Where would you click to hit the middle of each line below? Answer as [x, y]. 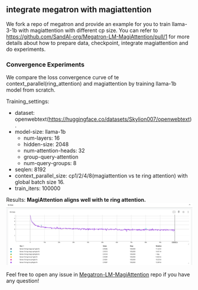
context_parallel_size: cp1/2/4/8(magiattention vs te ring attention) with [101, 176]
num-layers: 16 [42, 138]
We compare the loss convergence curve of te [63, 78]
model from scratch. [31, 90]
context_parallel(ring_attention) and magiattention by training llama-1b [91, 84]
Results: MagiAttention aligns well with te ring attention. [76, 200]
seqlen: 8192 [30, 170]
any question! [23, 281]
